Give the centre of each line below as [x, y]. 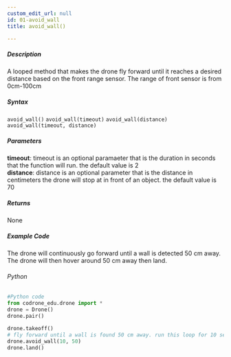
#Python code [26, 297]
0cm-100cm [24, 86]
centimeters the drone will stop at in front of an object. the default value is [112, 180]
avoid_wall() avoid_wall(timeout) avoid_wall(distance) [87, 120]
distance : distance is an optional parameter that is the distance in [100, 173]
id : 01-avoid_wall [33, 20]
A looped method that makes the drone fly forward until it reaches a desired [114, 71]
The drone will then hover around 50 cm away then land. [87, 261]
